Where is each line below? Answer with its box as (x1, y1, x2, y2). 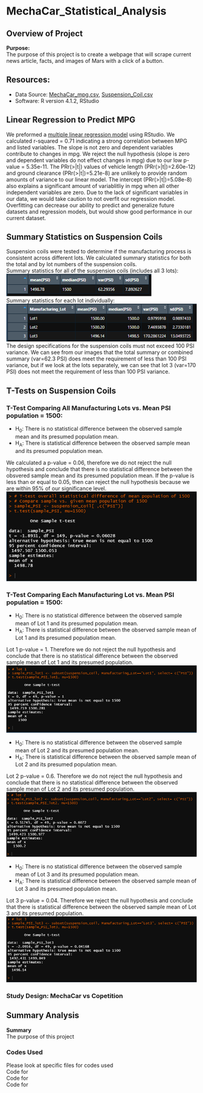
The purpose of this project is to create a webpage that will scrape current (6, 51, 192, 58)
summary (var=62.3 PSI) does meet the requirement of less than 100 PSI (6, 355, 187, 362)
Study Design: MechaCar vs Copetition (6, 991, 123, 1000)
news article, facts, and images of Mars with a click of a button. (6, 57, 164, 64)
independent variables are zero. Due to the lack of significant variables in (6, 189, 188, 196)
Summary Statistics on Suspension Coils (6, 232, 163, 243)
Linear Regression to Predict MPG (6, 115, 136, 125)
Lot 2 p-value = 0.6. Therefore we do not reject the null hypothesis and (6, 772, 182, 780)
